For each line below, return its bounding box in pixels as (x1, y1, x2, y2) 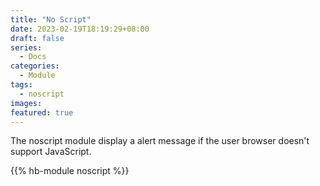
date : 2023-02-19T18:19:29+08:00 (10, 24, 150, 34)
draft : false (10, 33, 65, 43)
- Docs (19, 52, 47, 62)
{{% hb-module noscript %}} (10, 165, 130, 177)
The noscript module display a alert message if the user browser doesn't (10, 135, 310, 147)
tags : (10, 80, 33, 90)
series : (10, 42, 43, 53)
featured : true (10, 107, 74, 118)
